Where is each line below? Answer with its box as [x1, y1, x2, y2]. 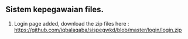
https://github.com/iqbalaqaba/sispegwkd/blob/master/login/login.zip [13, 26, 182, 33]
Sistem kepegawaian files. [5, 5, 104, 15]
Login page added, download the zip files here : [13, 20, 129, 27]
